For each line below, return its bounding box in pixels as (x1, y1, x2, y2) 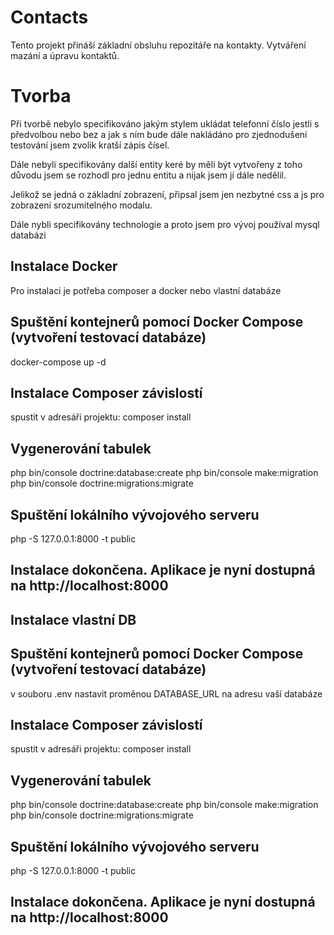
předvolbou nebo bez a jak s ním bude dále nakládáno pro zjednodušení (10, 128, 308, 140)
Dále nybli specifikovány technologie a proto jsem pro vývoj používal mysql (10, 218, 320, 230)
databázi (10, 229, 47, 241)
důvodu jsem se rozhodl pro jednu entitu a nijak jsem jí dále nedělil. (10, 169, 287, 181)
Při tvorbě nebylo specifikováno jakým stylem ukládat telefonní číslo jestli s (10, 117, 320, 130)
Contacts (10, 6, 89, 29)
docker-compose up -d (10, 356, 107, 368)
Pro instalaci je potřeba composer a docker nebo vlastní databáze (10, 284, 282, 296)
